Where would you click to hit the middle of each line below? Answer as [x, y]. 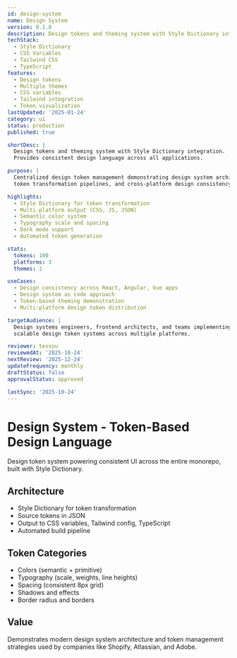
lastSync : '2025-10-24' [42, 392]
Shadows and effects [48, 592]
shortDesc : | [26, 145]
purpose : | [23, 171]
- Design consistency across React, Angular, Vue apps [96, 288]
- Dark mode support [44, 230]
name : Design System [38, 20]
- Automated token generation [58, 236]
